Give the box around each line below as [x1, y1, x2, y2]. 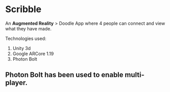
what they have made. [5, 25, 52, 31]
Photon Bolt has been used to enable [5, 71, 123, 79]
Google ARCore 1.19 [12, 51, 54, 57]
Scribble [5, 4, 42, 15]
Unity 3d [12, 45, 31, 51]
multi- [124, 71, 145, 79]
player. [5, 78, 28, 87]
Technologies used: [5, 35, 47, 41]
